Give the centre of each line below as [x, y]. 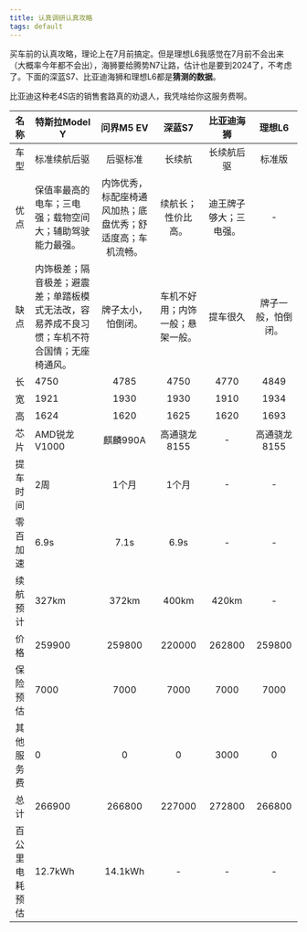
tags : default [37, 26]
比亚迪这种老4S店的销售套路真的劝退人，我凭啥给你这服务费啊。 [131, 96]
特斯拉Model [63, 122]
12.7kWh [55, 871]
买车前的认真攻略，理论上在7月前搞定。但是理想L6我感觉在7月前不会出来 [147, 53]
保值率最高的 [63, 190]
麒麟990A [125, 440]
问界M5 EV [124, 127]
